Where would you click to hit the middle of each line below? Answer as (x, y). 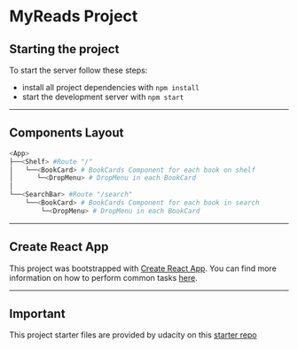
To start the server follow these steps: (78, 70)
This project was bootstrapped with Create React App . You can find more (143, 268)
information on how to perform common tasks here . (103, 277)
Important (37, 314)
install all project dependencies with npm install (110, 87)
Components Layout (67, 133)
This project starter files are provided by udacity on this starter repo (133, 335)
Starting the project (64, 49)
